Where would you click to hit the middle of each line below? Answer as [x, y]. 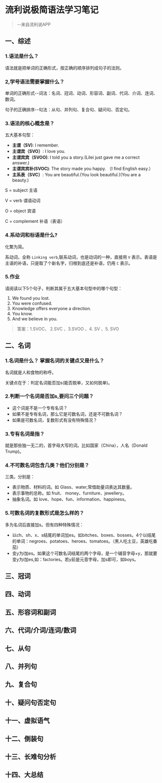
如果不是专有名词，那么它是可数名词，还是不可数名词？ [67, 414]
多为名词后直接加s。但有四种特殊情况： [44, 525]
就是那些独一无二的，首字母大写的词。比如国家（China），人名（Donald [76, 445]
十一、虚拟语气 [27, 721]
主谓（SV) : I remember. [35, 145]
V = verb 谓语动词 [23, 200]
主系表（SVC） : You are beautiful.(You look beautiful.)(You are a [76, 175]
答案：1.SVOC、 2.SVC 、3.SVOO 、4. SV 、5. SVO [68, 328]
